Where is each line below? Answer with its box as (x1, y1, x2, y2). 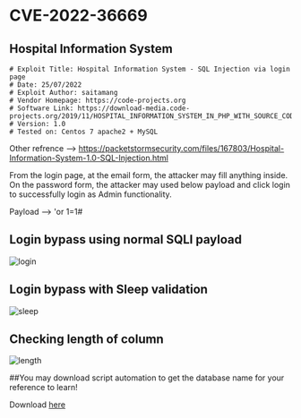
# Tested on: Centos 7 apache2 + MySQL (9, 127, 159, 136)
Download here (9, 399, 65, 410)
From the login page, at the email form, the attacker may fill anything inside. (9, 170, 288, 180)
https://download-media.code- (77, 104, 191, 113)
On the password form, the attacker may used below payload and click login (9, 180, 291, 190)
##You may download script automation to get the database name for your (9, 372, 285, 383)
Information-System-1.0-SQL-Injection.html (9, 153, 168, 163)
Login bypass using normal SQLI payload (9, 232, 242, 247)
